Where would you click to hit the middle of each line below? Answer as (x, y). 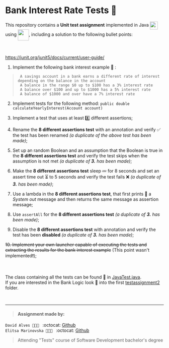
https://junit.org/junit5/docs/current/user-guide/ (55, 57)
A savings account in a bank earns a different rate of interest (90, 76)
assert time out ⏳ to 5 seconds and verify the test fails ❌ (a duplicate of (87, 177)
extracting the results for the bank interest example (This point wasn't (77, 250)
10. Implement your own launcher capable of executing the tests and (76, 245)
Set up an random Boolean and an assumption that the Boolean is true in (88, 150)
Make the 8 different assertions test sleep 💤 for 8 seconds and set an (86, 170)
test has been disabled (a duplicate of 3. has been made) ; (73, 235)
